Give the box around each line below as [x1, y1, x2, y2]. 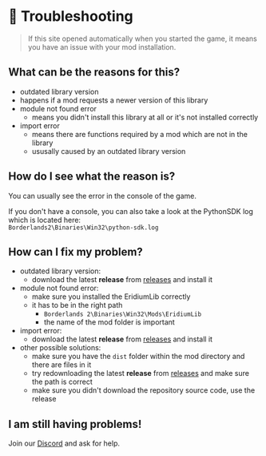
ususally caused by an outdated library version [31, 146, 186, 155]
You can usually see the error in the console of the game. [8, 191, 197, 200]
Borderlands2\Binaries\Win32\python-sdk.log [8, 224, 159, 232]
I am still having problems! [8, 417, 142, 431]
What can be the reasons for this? [8, 66, 181, 79]
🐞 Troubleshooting [8, 7, 133, 26]
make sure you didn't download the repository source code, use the [31, 385, 256, 395]
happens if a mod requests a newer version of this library [19, 95, 208, 105]
